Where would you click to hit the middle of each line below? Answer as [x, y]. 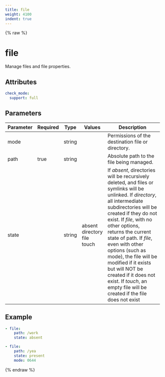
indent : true [18, 19]
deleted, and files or [130, 182]
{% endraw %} [20, 370]
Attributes [21, 82]
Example [19, 317]
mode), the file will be [132, 256]
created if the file [127, 293]
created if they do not [132, 213]
